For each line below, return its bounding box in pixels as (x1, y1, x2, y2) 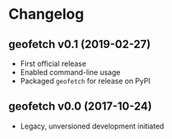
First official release (19, 59, 87, 68)
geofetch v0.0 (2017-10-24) (8, 99, 153, 114)
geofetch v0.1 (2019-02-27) (8, 37, 152, 51)
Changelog (8, 5, 84, 24)
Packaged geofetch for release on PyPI (19, 76, 151, 85)
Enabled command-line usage (19, 67, 121, 77)
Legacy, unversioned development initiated (19, 121, 165, 131)
